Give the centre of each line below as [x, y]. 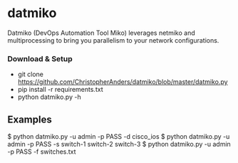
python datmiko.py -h [49, 97]
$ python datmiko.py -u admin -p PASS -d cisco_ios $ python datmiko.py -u [119, 137]
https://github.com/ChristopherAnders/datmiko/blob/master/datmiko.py [123, 82]
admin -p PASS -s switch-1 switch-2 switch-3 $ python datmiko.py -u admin [119, 144]
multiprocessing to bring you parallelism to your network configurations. [113, 40]
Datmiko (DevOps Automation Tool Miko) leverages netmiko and [102, 33]
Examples [30, 119]
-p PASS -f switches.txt [42, 152]
